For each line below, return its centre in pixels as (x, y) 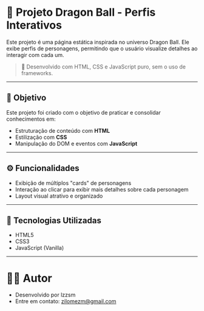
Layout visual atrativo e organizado (59, 196)
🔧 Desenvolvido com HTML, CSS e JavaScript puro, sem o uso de (104, 67)
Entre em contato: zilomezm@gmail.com (66, 301)
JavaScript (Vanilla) (39, 248)
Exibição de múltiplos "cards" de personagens (73, 183)
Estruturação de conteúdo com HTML (63, 130)
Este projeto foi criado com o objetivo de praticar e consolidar (83, 112)
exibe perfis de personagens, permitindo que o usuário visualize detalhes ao (102, 48)
